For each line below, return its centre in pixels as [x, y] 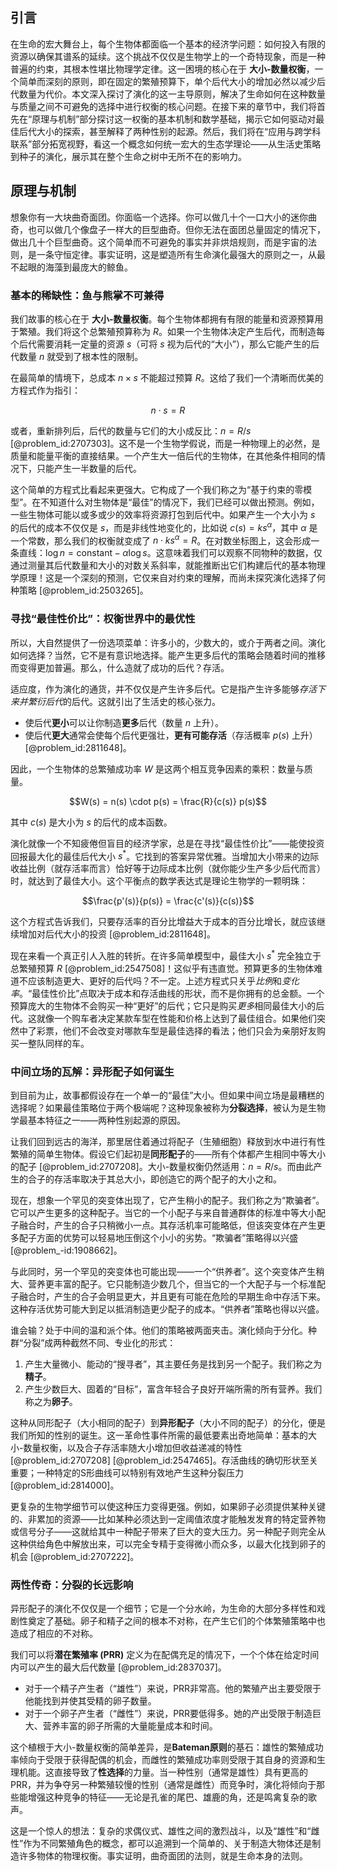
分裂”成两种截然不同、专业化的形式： [100, 1343]
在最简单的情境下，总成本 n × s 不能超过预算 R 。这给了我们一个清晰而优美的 [167, 377]
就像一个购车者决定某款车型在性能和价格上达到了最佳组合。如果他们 [176, 1018]
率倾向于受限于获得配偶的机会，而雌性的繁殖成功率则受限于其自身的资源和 [163, 1760]
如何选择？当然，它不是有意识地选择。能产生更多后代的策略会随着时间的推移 [168, 655]
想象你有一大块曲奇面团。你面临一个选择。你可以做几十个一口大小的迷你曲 [163, 217]
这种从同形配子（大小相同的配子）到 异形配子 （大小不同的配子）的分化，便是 [168, 1423]
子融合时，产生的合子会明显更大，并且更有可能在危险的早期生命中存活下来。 [168, 1297]
